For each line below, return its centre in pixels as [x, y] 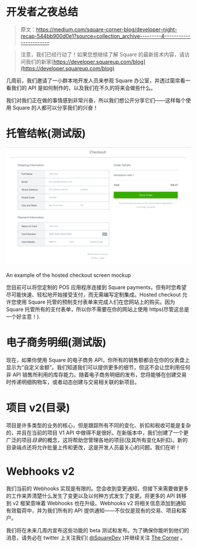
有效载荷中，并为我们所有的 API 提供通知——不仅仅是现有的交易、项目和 [94, 510]
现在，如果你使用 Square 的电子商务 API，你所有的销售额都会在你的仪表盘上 [98, 360]
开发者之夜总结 [42, 12]
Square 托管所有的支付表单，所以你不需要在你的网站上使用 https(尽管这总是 [98, 309]
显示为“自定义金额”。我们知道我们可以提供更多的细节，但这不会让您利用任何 [98, 367]
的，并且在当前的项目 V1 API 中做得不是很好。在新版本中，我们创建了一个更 [97, 432]
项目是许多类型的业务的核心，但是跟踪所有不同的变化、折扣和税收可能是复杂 [98, 425]
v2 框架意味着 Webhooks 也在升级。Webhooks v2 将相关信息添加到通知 [99, 503]
